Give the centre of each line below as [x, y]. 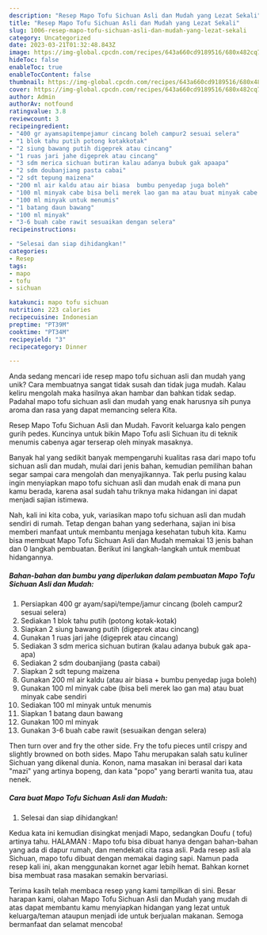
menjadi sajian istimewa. [49, 500]
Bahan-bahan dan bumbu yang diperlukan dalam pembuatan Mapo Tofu [132, 575]
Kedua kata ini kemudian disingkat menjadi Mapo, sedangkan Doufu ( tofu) [131, 833]
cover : [20, 89]
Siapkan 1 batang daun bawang [72, 714]
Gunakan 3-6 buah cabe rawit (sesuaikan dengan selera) [113, 730]
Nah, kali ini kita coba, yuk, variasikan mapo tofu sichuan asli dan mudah [128, 515]
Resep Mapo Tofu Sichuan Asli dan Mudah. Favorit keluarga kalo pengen [128, 425]
